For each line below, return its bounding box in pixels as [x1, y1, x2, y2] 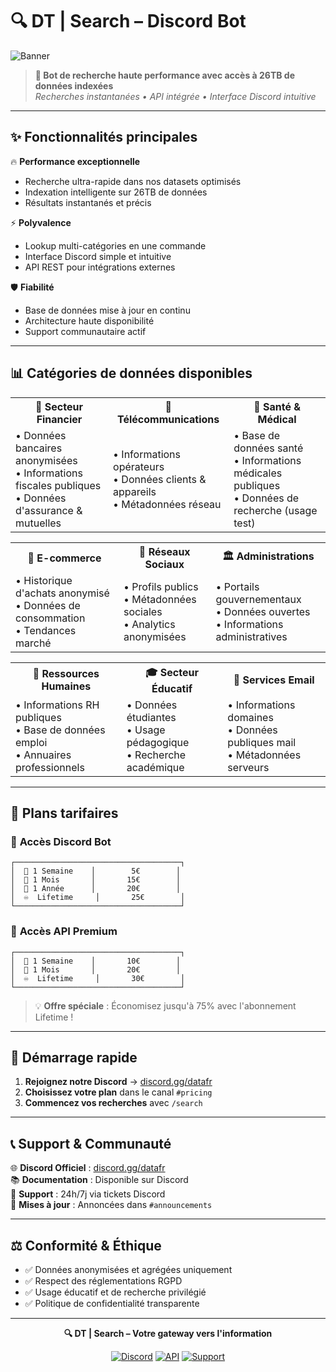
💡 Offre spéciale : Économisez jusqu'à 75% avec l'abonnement [34, 999, 297, 1012]
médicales [233, 466, 283, 480]
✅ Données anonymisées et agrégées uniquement [24, 1263, 233, 1275]
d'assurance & [15, 503, 83, 517]
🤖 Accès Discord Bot [10, 834, 112, 848]
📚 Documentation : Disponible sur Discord [10, 1174, 189, 1186]
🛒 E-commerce [27, 551, 102, 565]
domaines [227, 710, 274, 724]
